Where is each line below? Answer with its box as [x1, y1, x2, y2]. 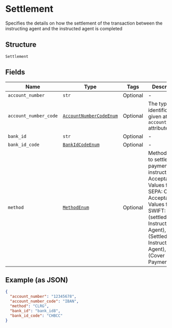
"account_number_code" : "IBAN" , [10, 299, 79, 304]
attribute [148, 124, 169, 131]
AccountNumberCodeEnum [62, 113, 118, 118]
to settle [148, 156, 168, 163]
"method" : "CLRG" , [10, 303, 50, 309]
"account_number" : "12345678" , [10, 294, 77, 299]
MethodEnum [62, 204, 90, 210]
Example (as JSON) [5, 275, 68, 284]
